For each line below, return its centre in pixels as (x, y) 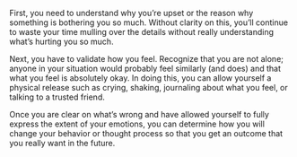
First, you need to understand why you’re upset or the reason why (131, 13)
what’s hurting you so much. (61, 41)
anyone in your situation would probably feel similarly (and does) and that (145, 68)
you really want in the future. (62, 143)
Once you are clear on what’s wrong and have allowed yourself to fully (139, 114)
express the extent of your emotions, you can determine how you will (137, 124)
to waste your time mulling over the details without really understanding (142, 32)
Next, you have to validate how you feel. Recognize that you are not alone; (147, 59)
